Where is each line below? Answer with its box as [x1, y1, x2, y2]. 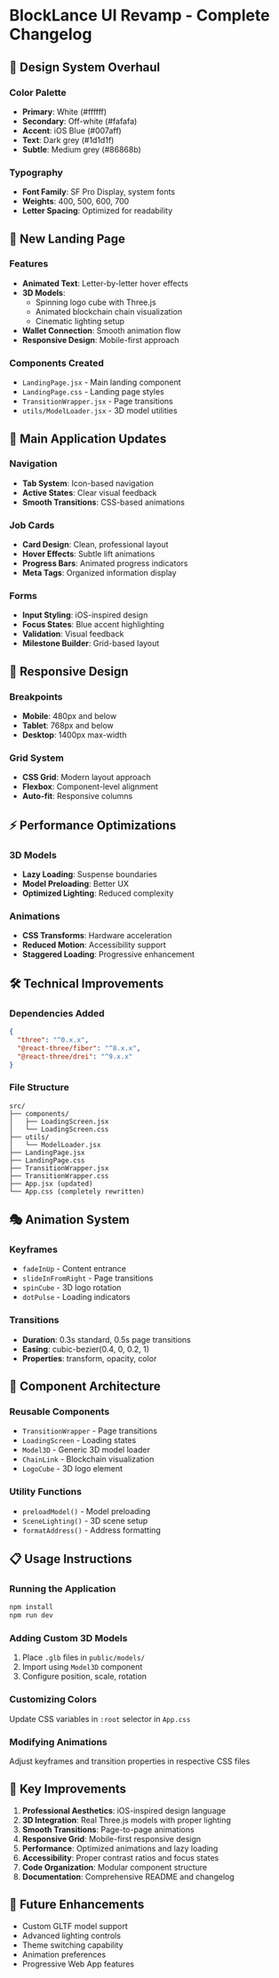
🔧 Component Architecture [9, 1379, 162, 1394]
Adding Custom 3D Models [9, 1632, 128, 1645]
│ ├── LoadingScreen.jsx [9, 1117, 109, 1126]
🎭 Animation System [9, 1212, 131, 1227]
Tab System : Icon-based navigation [21, 477, 154, 489]
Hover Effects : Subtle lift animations [21, 548, 155, 560]
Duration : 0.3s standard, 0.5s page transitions [21, 1334, 191, 1344]
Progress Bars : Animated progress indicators [21, 558, 188, 569]
